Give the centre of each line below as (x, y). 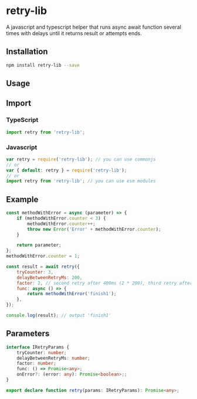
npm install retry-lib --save (43, 65)
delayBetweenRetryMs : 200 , (50, 277)
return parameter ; (39, 245)
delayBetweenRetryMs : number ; (54, 358)
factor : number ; (37, 364)
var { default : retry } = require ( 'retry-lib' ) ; (67, 170)
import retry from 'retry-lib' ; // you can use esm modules (81, 181)
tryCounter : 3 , (35, 272)
